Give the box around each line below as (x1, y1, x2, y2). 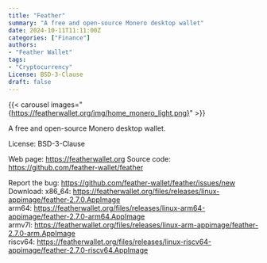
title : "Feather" (8, 11, 66, 20)
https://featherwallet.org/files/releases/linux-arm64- (33, 203, 206, 212)
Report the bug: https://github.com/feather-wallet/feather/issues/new (8, 177, 236, 187)
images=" (50, 100, 83, 109)
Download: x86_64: (8, 186, 72, 196)
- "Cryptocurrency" (8, 63, 73, 71)
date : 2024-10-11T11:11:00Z (8, 26, 102, 34)
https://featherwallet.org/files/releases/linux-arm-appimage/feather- (34, 219, 259, 230)
